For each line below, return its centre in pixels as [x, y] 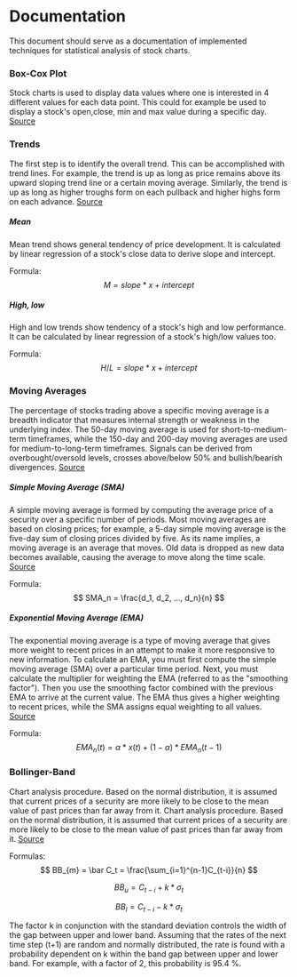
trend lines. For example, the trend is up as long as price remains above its [145, 173]
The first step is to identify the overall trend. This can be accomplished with [147, 164]
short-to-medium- [254, 429]
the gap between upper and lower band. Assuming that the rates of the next [148, 935]
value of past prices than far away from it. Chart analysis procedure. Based [146, 810]
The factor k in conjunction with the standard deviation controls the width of [148, 925]
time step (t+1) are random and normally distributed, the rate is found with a [147, 945]
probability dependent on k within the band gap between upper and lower [144, 954]
